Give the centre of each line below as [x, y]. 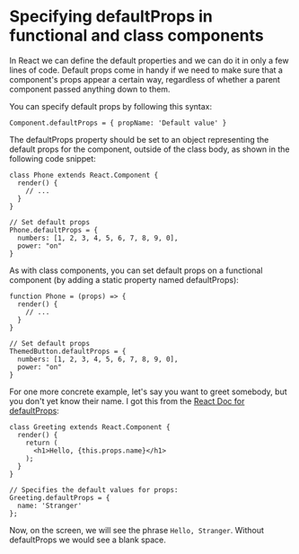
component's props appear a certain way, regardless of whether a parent [145, 79]
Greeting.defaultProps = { [60, 497]
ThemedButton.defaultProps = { [68, 351]
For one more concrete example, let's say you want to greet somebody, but [148, 391]
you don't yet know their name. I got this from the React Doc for [127, 400]
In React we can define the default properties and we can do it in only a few [149, 60]
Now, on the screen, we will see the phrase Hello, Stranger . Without [137, 530]
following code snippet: [53, 158]
